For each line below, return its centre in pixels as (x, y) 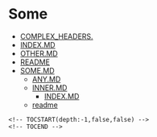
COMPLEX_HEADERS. (57, 36)
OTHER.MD (39, 53)
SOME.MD (37, 70)
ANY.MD (46, 79)
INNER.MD (50, 87)
